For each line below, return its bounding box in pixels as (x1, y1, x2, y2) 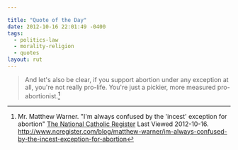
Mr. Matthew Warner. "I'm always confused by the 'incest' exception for (17, 112, 227, 120)
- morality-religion (13, 43, 74, 50)
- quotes (13, 50, 40, 57)
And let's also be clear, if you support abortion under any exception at (24, 75, 229, 83)
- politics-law (13, 36, 59, 43)
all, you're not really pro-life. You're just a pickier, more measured (24, 83, 216, 91)
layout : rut (7, 56, 42, 64)
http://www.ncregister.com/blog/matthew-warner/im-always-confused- (17, 127, 228, 135)
